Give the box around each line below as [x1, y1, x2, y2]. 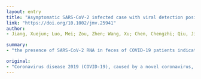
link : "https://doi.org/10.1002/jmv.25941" [6, 20, 117, 26]
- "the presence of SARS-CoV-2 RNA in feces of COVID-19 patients [6, 47, 175, 54]
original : [6, 58, 31, 64]
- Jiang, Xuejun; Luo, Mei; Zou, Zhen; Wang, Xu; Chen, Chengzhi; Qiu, [6, 31, 188, 37]
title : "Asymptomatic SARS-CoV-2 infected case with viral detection [6, 14, 184, 20]
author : [6, 25, 26, 32]
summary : [6, 42, 28, 48]
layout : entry [6, 8, 42, 15]
